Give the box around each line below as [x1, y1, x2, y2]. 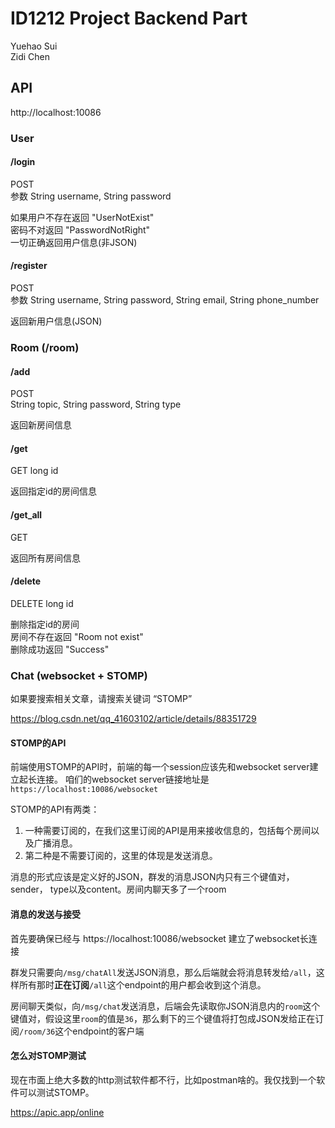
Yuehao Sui [10, 40, 58, 52]
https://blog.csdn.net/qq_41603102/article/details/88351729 [10, 713, 257, 725]
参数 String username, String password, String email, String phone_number [10, 294, 320, 306]
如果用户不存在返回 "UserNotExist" [10, 211, 155, 223]
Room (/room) [10, 341, 80, 354]
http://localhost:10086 [10, 106, 102, 118]
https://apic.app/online [10, 1106, 105, 1118]
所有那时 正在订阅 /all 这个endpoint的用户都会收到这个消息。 [18, 978, 267, 991]
